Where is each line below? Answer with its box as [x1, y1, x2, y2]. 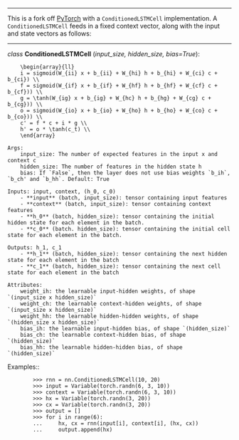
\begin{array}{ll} [20, 63, 75, 70]
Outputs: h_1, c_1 [7, 244, 62, 251]
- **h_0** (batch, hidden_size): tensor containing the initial [20, 213, 215, 220]
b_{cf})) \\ [7, 88, 43, 95]
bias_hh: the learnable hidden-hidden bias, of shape [20, 344, 183, 351]
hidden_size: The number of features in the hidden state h [20, 163, 202, 170]
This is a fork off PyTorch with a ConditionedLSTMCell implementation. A [7, 14, 218, 22]
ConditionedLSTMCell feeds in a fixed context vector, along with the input [7, 22, 221, 30]
